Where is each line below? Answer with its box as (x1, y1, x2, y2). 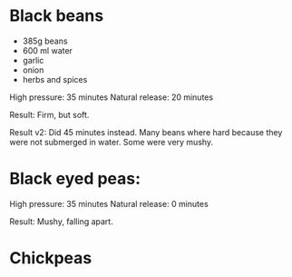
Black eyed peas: (9, 169, 141, 189)
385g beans (22, 35, 68, 46)
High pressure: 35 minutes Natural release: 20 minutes (9, 92, 214, 103)
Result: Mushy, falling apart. (9, 215, 113, 227)
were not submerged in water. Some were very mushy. (9, 136, 214, 147)
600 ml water (22, 45, 73, 55)
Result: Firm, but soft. (9, 109, 90, 120)
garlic (22, 54, 44, 65)
